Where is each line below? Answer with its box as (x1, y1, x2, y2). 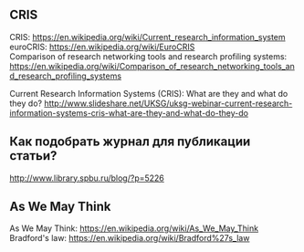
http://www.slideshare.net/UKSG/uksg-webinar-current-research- (44, 98, 293, 109)
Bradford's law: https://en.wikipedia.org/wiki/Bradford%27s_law (9, 233, 250, 244)
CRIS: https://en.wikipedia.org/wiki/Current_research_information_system (9, 31, 286, 42)
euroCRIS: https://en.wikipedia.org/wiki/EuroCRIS (9, 41, 195, 52)
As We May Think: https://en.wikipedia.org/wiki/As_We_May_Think (9, 223, 258, 234)
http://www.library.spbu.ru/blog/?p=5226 (9, 173, 164, 184)
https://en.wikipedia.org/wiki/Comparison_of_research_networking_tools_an (9, 60, 295, 71)
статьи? (9, 148, 58, 163)
